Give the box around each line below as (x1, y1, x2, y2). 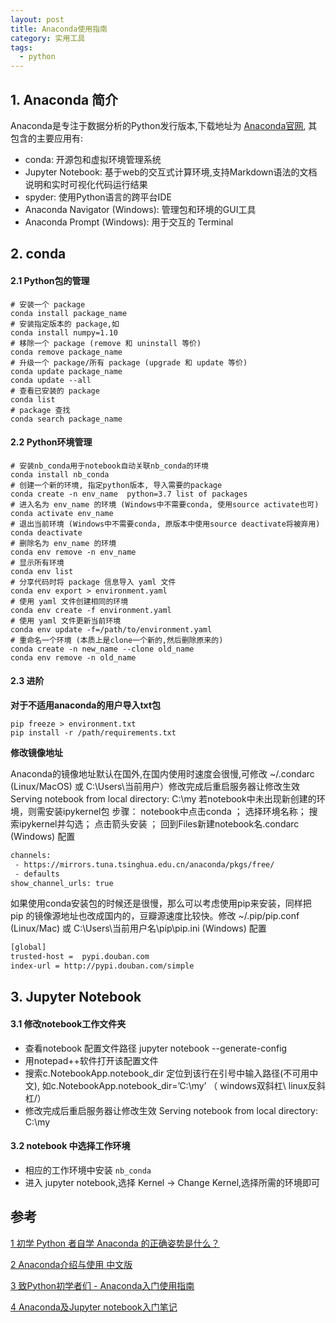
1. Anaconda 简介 (10, 91, 119, 108)
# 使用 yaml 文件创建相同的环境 (10, 596, 129, 606)
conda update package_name (10, 366, 123, 376)
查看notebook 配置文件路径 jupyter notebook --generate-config (24, 1042, 288, 1054)
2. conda (10, 246, 67, 263)
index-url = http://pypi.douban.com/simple (10, 961, 195, 971)
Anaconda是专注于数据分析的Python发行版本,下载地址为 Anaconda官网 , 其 (10, 119, 318, 131)
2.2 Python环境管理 (10, 436, 93, 448)
